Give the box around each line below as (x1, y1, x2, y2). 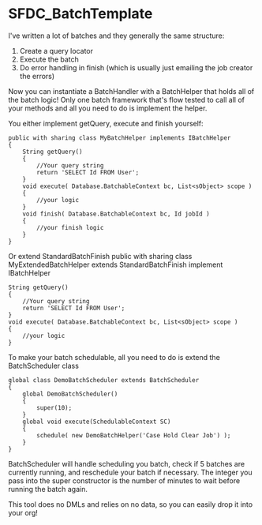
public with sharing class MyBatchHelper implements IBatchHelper (8, 133, 231, 142)
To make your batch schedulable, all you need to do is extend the (8, 352, 221, 362)
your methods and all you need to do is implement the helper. (8, 103, 208, 113)
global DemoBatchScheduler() (22, 390, 118, 398)
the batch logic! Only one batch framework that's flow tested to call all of (8, 95, 245, 104)
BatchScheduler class (8, 361, 79, 370)
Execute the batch (19, 54, 79, 64)
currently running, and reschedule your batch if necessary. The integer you (8, 467, 253, 477)
